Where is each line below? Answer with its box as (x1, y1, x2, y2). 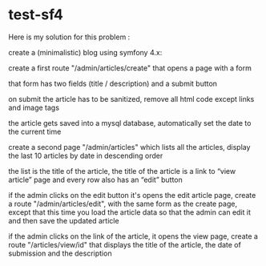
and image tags (8, 103, 60, 112)
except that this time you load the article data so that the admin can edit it (8, 207, 251, 217)
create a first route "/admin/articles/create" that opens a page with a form (8, 62, 252, 73)
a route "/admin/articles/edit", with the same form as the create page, (8, 199, 238, 208)
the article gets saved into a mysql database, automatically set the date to (8, 118, 252, 127)
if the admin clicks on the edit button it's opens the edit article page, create (8, 190, 256, 199)
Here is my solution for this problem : (8, 32, 131, 42)
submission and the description (8, 248, 112, 258)
